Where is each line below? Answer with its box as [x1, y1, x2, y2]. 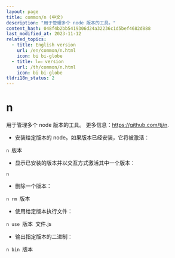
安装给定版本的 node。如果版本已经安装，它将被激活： [14, 134, 150, 141]
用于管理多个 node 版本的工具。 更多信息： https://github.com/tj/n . [6, 122, 169, 129]
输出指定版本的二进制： [14, 233, 73, 240]
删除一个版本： [14, 182, 52, 189]
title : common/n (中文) [6, 14, 64, 20]
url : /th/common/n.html [17, 64, 76, 70]
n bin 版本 [6, 245, 33, 253]
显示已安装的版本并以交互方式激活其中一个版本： [14, 159, 136, 167]
